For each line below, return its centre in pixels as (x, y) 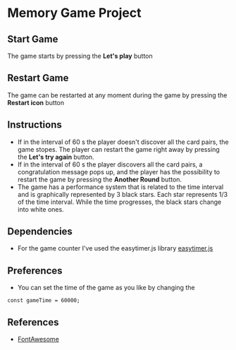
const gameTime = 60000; (44, 301)
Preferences (35, 271)
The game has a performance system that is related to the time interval (120, 187)
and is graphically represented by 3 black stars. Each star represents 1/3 (122, 194)
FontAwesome (38, 339)
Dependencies (40, 232)
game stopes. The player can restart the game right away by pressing (118, 149)
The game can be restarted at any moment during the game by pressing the (117, 95)
